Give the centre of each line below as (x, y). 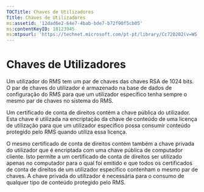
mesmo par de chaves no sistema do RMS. (60, 101)
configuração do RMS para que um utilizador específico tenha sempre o (97, 94)
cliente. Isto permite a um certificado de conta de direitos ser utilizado (94, 157)
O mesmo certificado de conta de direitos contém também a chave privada (100, 144)
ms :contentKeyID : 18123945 (40, 29)
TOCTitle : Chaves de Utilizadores (50, 12)
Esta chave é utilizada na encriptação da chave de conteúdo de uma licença (102, 119)
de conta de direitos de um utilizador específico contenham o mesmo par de (102, 170)
